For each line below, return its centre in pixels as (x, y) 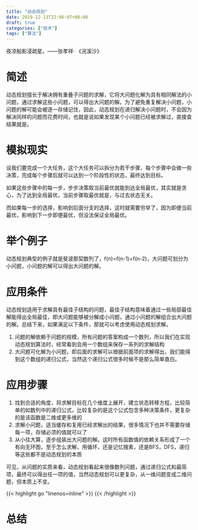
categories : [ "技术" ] (32, 28)
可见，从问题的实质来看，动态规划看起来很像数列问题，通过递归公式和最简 (96, 467)
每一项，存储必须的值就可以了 (51, 432)
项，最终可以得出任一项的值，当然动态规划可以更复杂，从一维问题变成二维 (96, 474)
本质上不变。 (37, 482)
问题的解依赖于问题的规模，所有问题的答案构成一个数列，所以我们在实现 (102, 337)
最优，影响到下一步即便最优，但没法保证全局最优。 (68, 215)
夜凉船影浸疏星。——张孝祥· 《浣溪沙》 (54, 51)
